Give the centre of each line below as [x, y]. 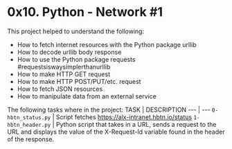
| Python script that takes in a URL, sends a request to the [134, 124]
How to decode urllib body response [69, 52]
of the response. [30, 139]
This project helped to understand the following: [75, 31]
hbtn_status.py [29, 117]
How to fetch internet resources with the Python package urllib [107, 44]
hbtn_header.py [29, 125]
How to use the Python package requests [76, 59]
